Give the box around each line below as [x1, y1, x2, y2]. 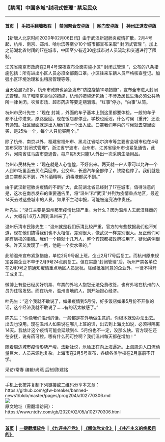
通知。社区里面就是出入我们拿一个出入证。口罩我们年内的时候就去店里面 [9, 122, 156, 128]
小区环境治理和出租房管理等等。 [9, 76, 74, 82]
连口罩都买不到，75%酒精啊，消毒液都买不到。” [5, 174, 101, 180]
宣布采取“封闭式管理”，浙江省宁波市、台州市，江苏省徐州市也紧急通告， [5, 145, 151, 150]
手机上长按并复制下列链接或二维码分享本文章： [5, 381, 100, 388]
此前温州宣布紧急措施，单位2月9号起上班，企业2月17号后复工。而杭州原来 [5, 253, 155, 258]
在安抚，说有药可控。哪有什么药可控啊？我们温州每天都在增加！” [5, 333, 137, 339]
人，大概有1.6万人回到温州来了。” [5, 213, 71, 219]
